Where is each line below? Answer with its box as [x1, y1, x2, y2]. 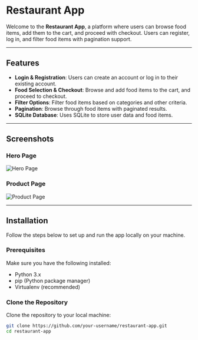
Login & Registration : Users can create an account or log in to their [14, 74, 179, 81]
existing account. [14, 80, 57, 87]
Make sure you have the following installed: [6, 259, 111, 266]
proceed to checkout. [14, 93, 67, 100]
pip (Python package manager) [14, 277, 91, 284]
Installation [6, 216, 48, 226]
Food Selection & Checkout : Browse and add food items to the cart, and [14, 86, 190, 93]
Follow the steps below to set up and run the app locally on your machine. [6, 231, 186, 239]
